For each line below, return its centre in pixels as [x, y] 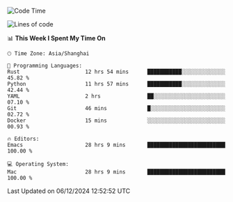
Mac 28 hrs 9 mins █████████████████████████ [116, 172]
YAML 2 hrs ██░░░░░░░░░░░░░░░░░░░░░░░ [116, 96]
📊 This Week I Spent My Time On [56, 38]
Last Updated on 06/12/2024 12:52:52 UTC [69, 191]
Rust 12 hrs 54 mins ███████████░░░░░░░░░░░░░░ [116, 72]
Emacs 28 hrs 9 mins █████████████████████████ [116, 145]
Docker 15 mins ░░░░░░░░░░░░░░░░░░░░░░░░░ [116, 121]
